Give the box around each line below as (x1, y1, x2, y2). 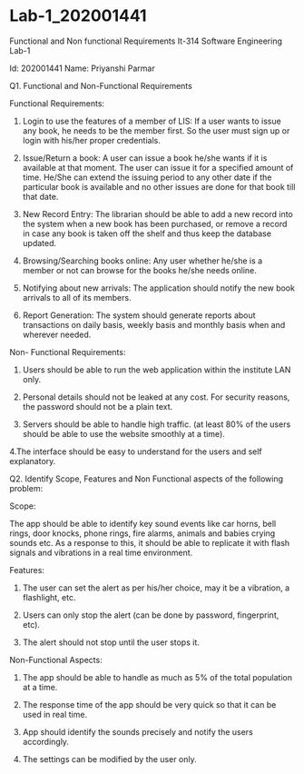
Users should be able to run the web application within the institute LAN (22, 364, 291, 375)
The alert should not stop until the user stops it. (22, 637, 200, 648)
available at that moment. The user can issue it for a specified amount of (22, 162, 294, 173)
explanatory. (9, 455, 56, 466)
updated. (22, 237, 57, 248)
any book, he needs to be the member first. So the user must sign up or (22, 124, 290, 136)
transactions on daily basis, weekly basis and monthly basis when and (22, 319, 286, 330)
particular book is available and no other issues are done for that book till (22, 181, 296, 192)
